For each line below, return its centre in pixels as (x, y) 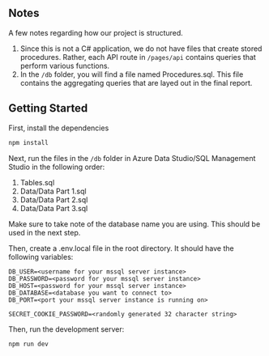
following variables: (41, 256)
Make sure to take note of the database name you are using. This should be (134, 224)
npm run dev (28, 344)
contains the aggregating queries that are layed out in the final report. (136, 83)
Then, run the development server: (66, 329)
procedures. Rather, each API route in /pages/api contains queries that (138, 57)
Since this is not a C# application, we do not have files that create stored (141, 49)
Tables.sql (37, 182)
